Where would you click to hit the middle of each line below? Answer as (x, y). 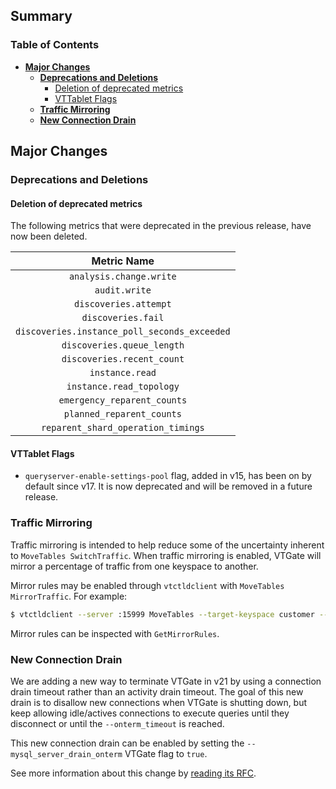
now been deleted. (49, 236)
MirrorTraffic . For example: (69, 596)
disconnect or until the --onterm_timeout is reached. (117, 723)
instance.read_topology (123, 387)
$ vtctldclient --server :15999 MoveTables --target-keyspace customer (162, 614)
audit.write (123, 290)
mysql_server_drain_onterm (66, 754)
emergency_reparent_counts (123, 400)
